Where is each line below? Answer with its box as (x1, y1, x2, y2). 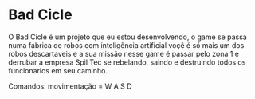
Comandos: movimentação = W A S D (8, 81, 133, 91)
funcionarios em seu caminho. (8, 65, 108, 75)
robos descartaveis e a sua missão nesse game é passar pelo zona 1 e (8, 49, 239, 58)
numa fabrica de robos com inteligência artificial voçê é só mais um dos (8, 40, 245, 49)
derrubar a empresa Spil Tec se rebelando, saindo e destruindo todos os (8, 57, 246, 67)
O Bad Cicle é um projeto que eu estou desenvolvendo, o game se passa (8, 32, 247, 42)
